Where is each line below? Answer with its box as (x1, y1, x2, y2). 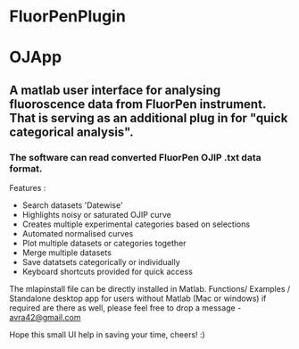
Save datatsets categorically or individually (21, 257, 180, 268)
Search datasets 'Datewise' (21, 200, 123, 211)
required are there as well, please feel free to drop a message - (9, 303, 242, 313)
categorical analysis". (9, 124, 134, 139)
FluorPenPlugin (9, 6, 127, 27)
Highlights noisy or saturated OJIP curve (21, 210, 171, 220)
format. (9, 162, 43, 175)
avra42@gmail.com (9, 312, 81, 323)
